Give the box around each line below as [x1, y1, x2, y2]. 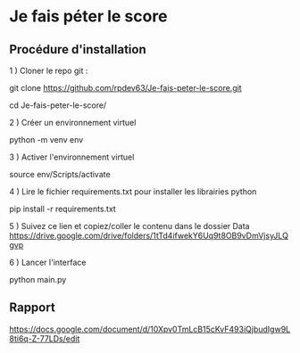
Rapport [9, 300, 55, 316]
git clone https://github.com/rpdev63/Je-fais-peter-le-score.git [9, 83, 243, 93]
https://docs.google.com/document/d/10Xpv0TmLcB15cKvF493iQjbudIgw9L [9, 324, 291, 334]
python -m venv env [9, 135, 84, 144]
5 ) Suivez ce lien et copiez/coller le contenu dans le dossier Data [9, 221, 250, 231]
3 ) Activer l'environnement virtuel [9, 152, 135, 162]
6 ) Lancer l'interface [9, 257, 87, 267]
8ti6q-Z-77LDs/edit [9, 332, 80, 344]
